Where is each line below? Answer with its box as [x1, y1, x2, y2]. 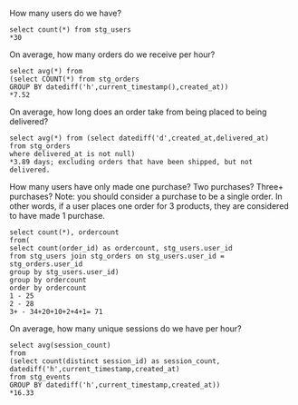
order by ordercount [9, 283, 88, 292]
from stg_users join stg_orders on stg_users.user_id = [9, 252, 225, 261]
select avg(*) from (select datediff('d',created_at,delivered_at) [9, 133, 270, 143]
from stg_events [9, 372, 71, 381]
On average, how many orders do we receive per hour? [9, 49, 216, 60]
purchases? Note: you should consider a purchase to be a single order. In [9, 191, 283, 202]
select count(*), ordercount [9, 228, 120, 237]
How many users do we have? [9, 8, 122, 18]
